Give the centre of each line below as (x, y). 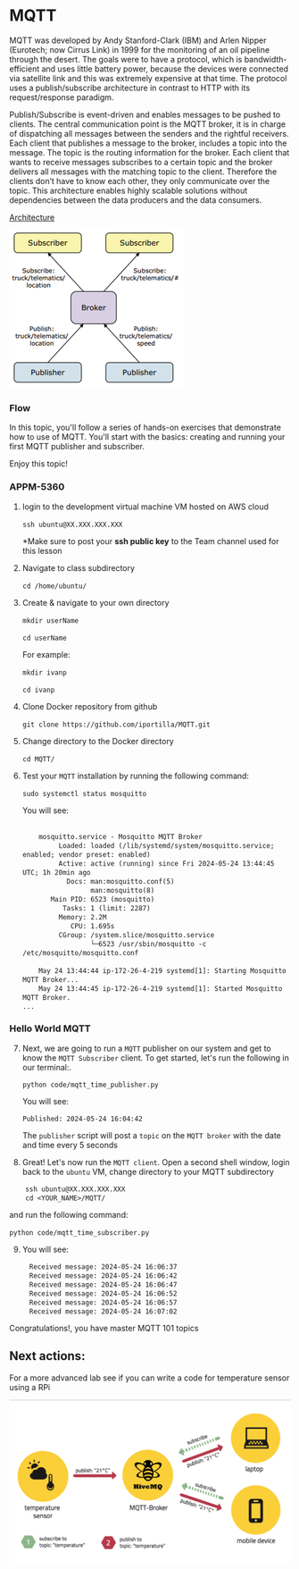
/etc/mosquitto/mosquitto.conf (80, 952)
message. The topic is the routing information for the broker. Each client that (149, 152)
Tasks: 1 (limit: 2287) (106, 908)
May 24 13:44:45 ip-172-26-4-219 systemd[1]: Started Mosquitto (161, 988)
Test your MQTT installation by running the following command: (136, 776)
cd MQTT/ (38, 759)
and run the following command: (69, 1214)
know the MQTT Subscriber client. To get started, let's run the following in (156, 1057)
